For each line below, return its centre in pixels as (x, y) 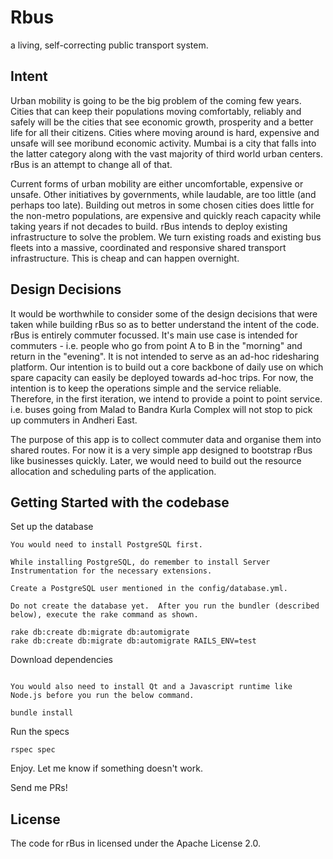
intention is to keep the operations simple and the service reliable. (146, 388)
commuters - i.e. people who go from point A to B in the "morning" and (156, 345)
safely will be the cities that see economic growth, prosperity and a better (162, 122)
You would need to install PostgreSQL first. (106, 545)
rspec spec (33, 750)
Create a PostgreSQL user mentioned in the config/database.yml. (149, 589)
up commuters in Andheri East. (74, 420)
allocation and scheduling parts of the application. (113, 471)
